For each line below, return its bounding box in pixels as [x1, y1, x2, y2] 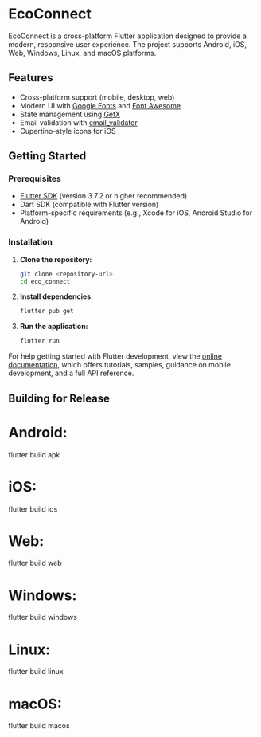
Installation [8, 237, 53, 248]
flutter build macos [8, 721, 70, 731]
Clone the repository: [19, 254, 92, 264]
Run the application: [19, 322, 89, 331]
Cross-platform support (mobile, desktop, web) [19, 92, 175, 102]
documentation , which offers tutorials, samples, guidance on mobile [8, 360, 231, 370]
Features [8, 71, 53, 84]
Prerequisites [8, 173, 61, 184]
